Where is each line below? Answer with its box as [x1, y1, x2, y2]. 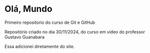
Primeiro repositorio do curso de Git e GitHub [4, 19, 95, 25]
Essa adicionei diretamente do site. [4, 43, 75, 49]
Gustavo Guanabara [4, 34, 45, 40]
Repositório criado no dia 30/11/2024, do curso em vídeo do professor [4, 29, 145, 35]
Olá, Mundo [4, 3, 53, 15]
